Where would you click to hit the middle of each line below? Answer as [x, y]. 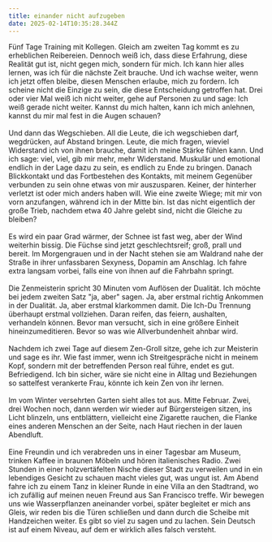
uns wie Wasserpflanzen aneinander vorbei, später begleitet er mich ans [130, 503]
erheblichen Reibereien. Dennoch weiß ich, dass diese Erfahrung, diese [128, 55]
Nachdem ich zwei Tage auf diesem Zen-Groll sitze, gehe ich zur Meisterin [133, 348]
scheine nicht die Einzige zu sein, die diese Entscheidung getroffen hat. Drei [136, 89]
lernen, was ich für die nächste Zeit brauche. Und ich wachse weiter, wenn [133, 72]
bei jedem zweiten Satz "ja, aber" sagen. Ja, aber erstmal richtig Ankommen [136, 296]
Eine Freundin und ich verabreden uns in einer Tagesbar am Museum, [125, 452]
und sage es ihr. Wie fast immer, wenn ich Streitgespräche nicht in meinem [133, 357]
